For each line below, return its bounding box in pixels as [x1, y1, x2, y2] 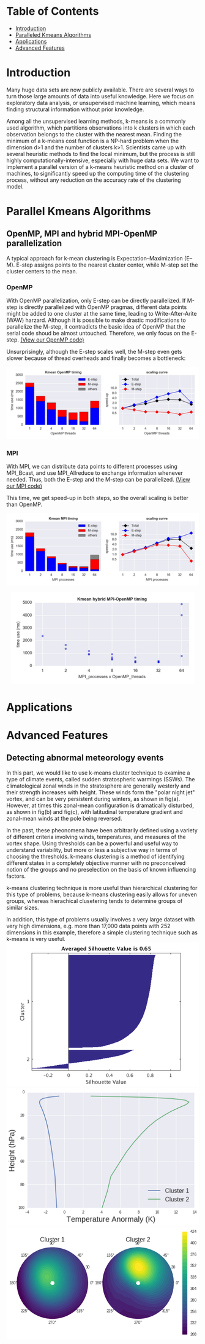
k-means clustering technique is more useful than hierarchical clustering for [6, 884, 198, 891]
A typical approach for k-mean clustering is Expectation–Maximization [6, 254, 184, 262]
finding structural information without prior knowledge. [6, 106, 144, 113]
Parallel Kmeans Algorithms [6, 205, 151, 219]
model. [6, 182, 24, 190]
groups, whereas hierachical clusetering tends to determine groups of [6, 897, 183, 904]
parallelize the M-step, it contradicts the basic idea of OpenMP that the [6, 323, 185, 330]
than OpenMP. [6, 501, 43, 508]
